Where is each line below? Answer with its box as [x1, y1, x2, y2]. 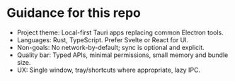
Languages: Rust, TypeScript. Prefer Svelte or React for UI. [16, 35, 189, 44]
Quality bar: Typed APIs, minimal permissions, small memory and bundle [16, 51, 229, 59]
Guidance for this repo [6, 5, 141, 21]
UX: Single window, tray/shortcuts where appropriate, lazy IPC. [16, 66, 201, 74]
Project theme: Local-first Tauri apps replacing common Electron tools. [16, 28, 224, 37]
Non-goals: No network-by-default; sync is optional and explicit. [16, 43, 205, 51]
